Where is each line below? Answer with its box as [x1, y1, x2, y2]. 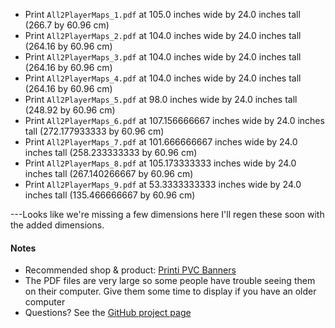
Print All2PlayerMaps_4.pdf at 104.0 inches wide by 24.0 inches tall [24, 72, 302, 84]
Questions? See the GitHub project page [24, 307, 192, 319]
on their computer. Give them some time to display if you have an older [24, 285, 317, 298]
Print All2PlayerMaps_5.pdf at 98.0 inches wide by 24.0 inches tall [24, 94, 298, 105]
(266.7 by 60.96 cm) [24, 19, 110, 31]
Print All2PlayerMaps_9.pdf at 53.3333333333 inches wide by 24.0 [24, 179, 302, 190]
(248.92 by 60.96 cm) [24, 104, 116, 116]
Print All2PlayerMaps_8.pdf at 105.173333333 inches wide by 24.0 [24, 157, 297, 169]
